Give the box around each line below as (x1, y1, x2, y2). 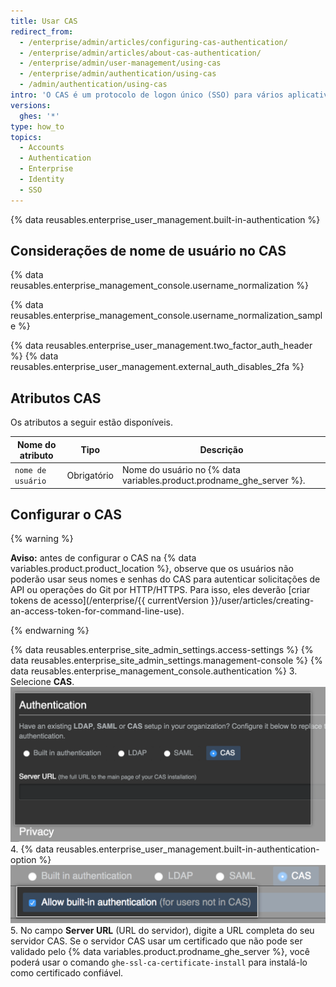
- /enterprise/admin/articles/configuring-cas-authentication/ (19, 37, 288, 47)
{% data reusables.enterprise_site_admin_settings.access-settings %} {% (10, 644, 314, 656)
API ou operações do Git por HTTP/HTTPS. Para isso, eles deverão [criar (10, 584, 311, 596)
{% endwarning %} (10, 625, 90, 637)
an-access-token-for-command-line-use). (10, 605, 185, 617)
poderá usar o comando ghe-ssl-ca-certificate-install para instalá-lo (10, 956, 308, 968)
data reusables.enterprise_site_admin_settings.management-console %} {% (10, 655, 323, 667)
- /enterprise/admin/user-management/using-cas (19, 58, 222, 69)
